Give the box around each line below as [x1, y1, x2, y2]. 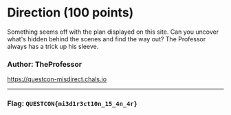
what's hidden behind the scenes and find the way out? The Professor [7, 34, 206, 43]
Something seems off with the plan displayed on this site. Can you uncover [7, 28, 219, 36]
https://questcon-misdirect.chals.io [7, 75, 107, 83]
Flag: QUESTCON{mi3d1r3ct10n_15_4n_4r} [7, 98, 137, 108]
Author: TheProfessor [7, 59, 82, 69]
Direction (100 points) [7, 5, 134, 21]
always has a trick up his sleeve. [7, 42, 99, 50]
